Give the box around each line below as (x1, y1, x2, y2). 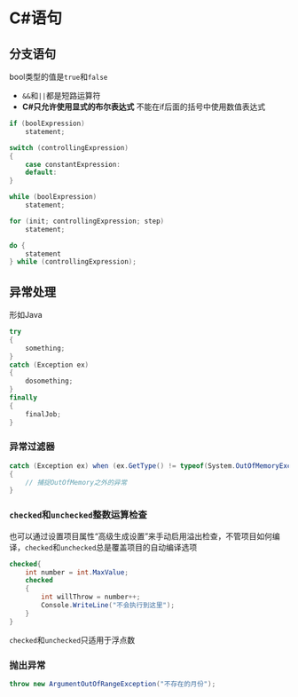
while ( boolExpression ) (9, 193, 98, 202)
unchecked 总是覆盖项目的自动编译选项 (60, 542, 198, 552)
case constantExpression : (25, 160, 122, 169)
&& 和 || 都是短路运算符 (21, 91, 101, 100)
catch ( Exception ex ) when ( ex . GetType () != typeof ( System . (9, 461, 237, 471)
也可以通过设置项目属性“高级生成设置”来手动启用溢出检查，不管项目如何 (9, 530, 273, 542)
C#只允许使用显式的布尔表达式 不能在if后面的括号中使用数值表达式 (21, 101, 266, 112)
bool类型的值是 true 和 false (9, 72, 108, 82)
